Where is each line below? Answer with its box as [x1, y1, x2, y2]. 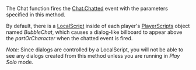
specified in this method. [6, 11, 66, 18]
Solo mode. [6, 58, 34, 65]
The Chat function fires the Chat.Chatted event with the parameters [6, 5, 168, 12]
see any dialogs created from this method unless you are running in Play [6, 52, 180, 59]
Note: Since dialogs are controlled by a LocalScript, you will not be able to [6, 46, 184, 53]
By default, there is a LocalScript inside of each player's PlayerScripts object [6, 23, 190, 29]
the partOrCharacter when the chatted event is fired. [6, 35, 133, 41]
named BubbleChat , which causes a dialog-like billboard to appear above [6, 29, 183, 36]
